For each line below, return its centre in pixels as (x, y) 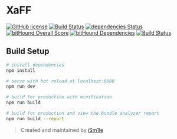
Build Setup (28, 52)
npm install (21, 70)
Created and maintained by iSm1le (62, 130)
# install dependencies (35, 65)
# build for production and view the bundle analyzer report (83, 113)
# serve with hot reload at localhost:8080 (60, 81)
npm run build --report (35, 118)
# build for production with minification (59, 97)
